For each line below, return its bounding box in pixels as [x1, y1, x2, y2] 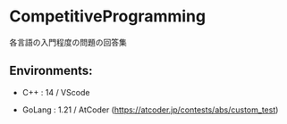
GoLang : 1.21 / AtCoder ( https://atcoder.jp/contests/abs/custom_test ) [21, 104, 279, 115]
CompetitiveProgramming [9, 6, 207, 27]
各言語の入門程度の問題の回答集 [9, 37, 127, 47]
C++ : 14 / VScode [21, 87, 90, 97]
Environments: [9, 63, 93, 79]
